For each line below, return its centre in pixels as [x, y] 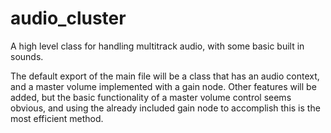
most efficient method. [57, 118]
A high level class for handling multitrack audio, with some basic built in [157, 46]
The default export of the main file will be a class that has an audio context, [165, 76]
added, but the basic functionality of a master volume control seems [151, 97]
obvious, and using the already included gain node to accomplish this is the [165, 108]
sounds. [27, 56]
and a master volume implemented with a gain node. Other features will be [163, 86]
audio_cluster [68, 18]
